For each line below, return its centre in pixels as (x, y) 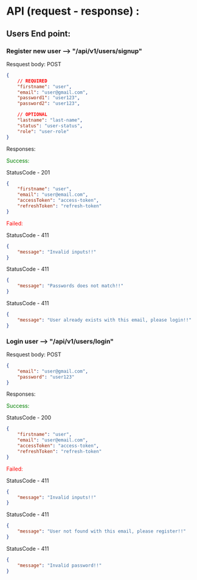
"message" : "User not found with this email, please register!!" (102, 531)
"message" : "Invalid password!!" (60, 565)
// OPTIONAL (32, 115)
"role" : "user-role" (43, 131)
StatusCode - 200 (29, 418)
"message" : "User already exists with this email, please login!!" (104, 320)
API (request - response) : (73, 11)
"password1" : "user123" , (49, 98)
